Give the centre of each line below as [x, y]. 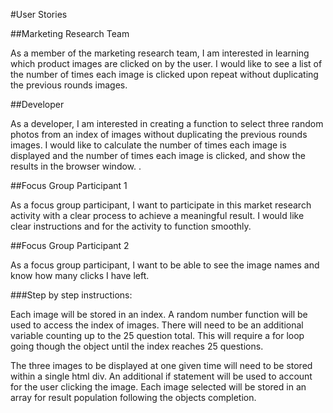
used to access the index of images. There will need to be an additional [157, 325]
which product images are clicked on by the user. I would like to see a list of [166, 63]
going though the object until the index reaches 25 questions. [137, 346]
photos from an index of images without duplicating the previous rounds [159, 134]
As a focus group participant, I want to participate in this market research [161, 205]
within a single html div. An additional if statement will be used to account [161, 376]
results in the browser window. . [76, 166]
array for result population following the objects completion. [133, 397]
